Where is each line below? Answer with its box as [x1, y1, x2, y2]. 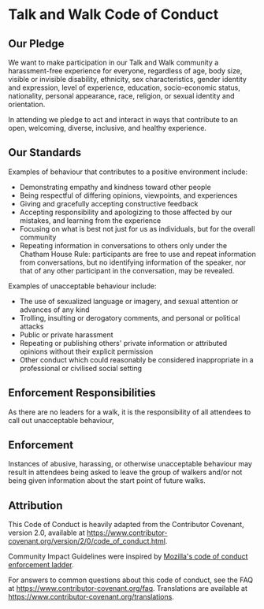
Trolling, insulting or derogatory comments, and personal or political [19, 313, 240, 322]
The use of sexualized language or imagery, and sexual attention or [19, 296, 239, 306]
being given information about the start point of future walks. [8, 476, 206, 485]
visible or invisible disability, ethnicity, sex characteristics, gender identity [8, 75, 247, 84]
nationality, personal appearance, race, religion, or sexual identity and [8, 91, 235, 100]
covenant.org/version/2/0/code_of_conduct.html [8, 537, 165, 546]
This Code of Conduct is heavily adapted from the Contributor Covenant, [8, 520, 244, 529]
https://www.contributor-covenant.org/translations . [8, 592, 175, 602]
